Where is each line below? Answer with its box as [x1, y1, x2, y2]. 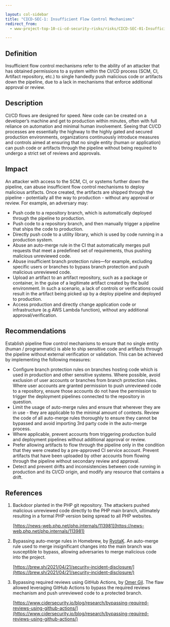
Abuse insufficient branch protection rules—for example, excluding [12, 258, 153, 264]
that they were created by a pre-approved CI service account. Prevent [12, 447, 159, 453]
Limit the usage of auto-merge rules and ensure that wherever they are [12, 404, 161, 410]
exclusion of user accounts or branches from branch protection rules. [12, 377, 158, 383]
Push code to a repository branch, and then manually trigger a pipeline [12, 220, 160, 226]
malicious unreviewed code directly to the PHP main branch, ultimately [12, 508, 160, 514]
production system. [12, 236, 53, 242]
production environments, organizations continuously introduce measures [5, 134, 159, 140]
